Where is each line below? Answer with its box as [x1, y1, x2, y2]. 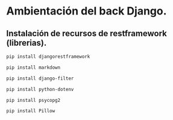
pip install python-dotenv [6, 86, 74, 92]
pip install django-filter [6, 75, 74, 81]
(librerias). [6, 37, 47, 48]
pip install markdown [6, 65, 61, 71]
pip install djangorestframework [6, 54, 90, 60]
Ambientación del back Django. [6, 4, 167, 18]
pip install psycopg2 [6, 97, 61, 103]
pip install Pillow [6, 108, 55, 114]
